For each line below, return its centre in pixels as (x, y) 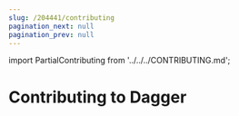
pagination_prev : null (51, 34)
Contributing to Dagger (98, 97)
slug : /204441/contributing (62, 18)
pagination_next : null (51, 26)
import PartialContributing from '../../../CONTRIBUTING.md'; (119, 61)
